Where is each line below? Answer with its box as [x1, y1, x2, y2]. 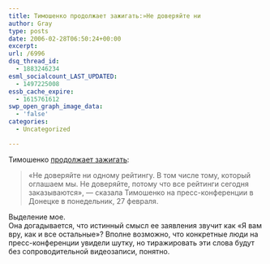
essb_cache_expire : [8, 87, 75, 96]
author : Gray [8, 19, 53, 28]
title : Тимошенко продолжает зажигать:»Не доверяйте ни [8, 11, 201, 20]
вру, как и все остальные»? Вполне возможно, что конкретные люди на [8, 229, 259, 239]
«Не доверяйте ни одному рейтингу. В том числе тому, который [28, 170, 251, 180]
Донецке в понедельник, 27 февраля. [28, 196, 159, 206]
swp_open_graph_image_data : [8, 102, 104, 110]
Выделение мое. [8, 212, 66, 222]
